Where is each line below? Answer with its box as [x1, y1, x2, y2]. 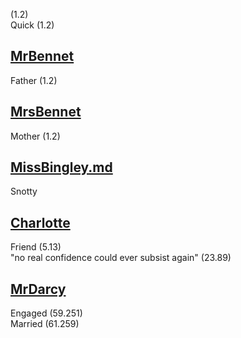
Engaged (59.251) [10, 307, 83, 319]
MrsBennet [10, 104, 82, 121]
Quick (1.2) [10, 19, 55, 31]
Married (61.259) [10, 318, 80, 330]
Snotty [10, 185, 38, 198]
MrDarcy [10, 280, 67, 298]
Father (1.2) [10, 74, 58, 86]
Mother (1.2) [10, 130, 61, 142]
